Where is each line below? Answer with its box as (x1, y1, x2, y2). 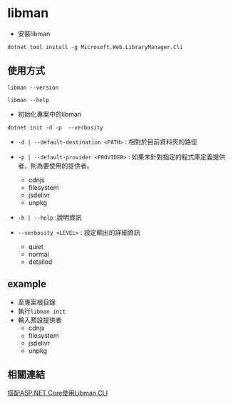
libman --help (7, 96, 50, 104)
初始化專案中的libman (17, 110, 82, 118)
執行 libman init (17, 307, 66, 315)
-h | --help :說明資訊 (17, 213, 82, 221)
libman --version (7, 84, 59, 91)
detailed (28, 257, 53, 266)
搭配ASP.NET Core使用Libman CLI (7, 389, 108, 398)
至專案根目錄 (17, 297, 56, 307)
